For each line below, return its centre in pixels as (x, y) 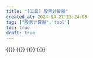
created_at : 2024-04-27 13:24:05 (47, 17)
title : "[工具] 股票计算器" (37, 11)
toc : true (18, 28)
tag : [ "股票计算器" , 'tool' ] (38, 22)
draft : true (20, 33)
